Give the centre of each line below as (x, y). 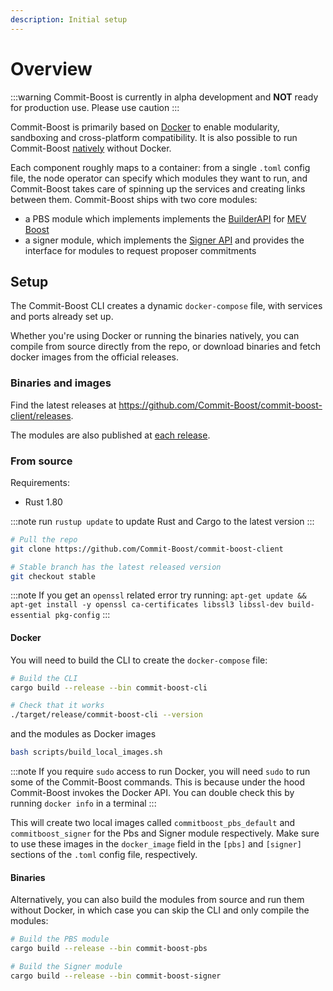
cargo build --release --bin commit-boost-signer (116, 976)
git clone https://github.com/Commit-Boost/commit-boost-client (147, 549)
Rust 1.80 (43, 502)
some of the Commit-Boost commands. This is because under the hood (158, 782)
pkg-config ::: (82, 615)
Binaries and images (61, 383)
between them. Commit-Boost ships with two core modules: (134, 199)
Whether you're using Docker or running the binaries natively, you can (155, 336)
